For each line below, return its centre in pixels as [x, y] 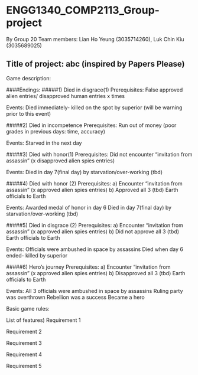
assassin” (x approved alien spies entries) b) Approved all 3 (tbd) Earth [92, 190]
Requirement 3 [24, 343]
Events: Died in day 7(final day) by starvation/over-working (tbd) [85, 172]
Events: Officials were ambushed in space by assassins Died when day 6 [95, 249]
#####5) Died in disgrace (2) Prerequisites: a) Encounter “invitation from [95, 225]
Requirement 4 [24, 354]
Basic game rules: [28, 308]
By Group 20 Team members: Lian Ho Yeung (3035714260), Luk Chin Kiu [95, 39]
